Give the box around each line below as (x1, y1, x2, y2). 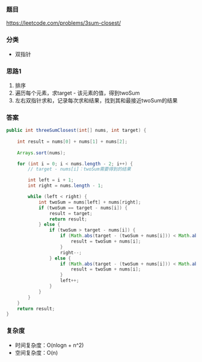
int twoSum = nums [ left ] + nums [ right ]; (38, 199, 141, 205)
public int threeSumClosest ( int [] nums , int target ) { (6, 128, 147, 134)
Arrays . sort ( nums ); (17, 149, 66, 156)
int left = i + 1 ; (28, 177, 74, 183)
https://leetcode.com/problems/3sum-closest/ (6, 19, 121, 27)
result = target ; (49, 210, 93, 216)
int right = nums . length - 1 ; (28, 183, 103, 189)
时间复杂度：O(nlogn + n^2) (14, 342, 84, 349)
